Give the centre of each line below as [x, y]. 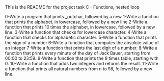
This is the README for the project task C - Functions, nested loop [72, 7]
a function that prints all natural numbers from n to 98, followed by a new [79, 69]
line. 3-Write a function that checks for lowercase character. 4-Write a [76, 32]
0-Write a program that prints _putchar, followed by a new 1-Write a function [82, 16]
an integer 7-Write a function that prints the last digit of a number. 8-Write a [82, 48]
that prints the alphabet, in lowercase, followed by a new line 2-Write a [76, 22]
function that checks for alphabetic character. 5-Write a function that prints [81, 37]
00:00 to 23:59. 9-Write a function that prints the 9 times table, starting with [82, 58]
